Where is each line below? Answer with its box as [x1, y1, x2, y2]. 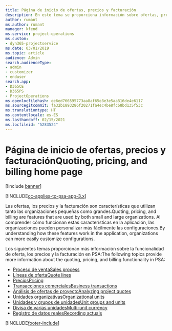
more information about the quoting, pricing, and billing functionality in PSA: [5, 256, 165, 262]
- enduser [5, 74, 27, 80]
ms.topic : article [5, 50, 45, 55]
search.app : [5, 79, 31, 84]
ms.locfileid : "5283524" [5, 122, 58, 127]
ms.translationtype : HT [5, 108, 56, 113]
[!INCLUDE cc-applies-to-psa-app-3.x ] [5, 193, 87, 199]
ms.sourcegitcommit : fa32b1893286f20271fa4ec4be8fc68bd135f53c [5, 103, 143, 108]
